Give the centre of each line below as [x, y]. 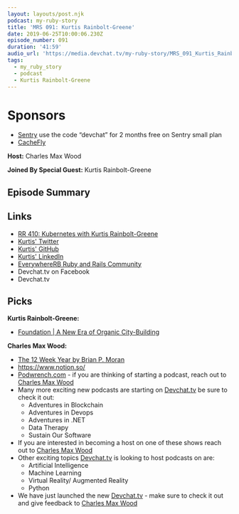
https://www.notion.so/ [51, 368]
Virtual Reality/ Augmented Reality [78, 481]
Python [39, 488]
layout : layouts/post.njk [46, 14]
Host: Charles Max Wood [44, 156]
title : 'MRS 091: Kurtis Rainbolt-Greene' [71, 27]
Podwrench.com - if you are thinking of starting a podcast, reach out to [122, 375]
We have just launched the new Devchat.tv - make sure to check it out [121, 496]
